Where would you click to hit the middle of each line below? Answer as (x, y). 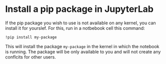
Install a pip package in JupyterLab (79, 9)
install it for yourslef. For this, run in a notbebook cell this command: (75, 28)
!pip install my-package (31, 37)
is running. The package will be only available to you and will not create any (83, 52)
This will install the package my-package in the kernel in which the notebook (82, 46)
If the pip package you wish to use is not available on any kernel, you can (80, 23)
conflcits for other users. (30, 57)
